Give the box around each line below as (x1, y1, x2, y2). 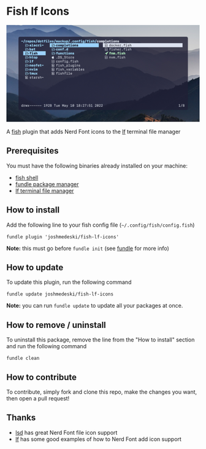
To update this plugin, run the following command (6, 278, 132, 286)
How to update (6, 262, 64, 273)
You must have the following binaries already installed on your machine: (6, 162, 188, 170)
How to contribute (6, 372, 77, 382)
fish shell (15, 174, 39, 181)
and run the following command (6, 343, 87, 350)
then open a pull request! (6, 395, 70, 402)
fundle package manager (15, 180, 79, 188)
